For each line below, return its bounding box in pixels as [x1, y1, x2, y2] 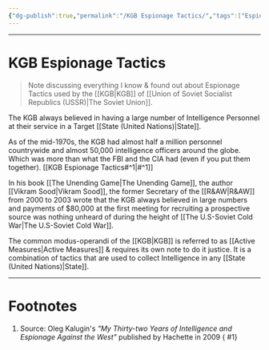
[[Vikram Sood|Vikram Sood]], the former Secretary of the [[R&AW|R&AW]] [8, 186, 255, 196]
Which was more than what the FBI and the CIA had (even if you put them [8, 154, 251, 163]
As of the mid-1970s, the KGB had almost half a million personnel [8, 137, 223, 147]
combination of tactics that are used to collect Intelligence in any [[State [8, 253, 246, 263]
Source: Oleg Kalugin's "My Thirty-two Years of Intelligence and [19, 324, 232, 333]
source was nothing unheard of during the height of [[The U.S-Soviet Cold [8, 211, 254, 221]
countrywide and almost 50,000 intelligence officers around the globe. [8, 145, 242, 155]
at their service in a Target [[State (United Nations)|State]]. [8, 121, 202, 131]
